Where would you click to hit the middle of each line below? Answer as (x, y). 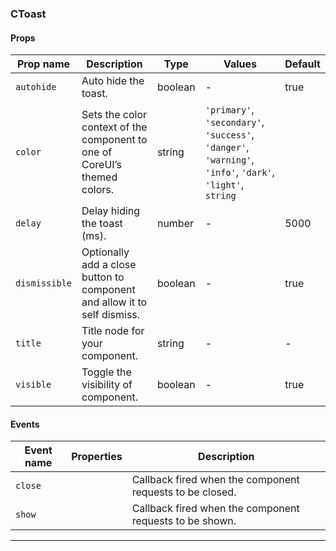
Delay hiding (111, 211)
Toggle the (106, 372)
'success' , (229, 135)
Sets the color (114, 115)
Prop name (43, 64)
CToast (28, 14)
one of (97, 152)
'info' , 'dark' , (239, 172)
